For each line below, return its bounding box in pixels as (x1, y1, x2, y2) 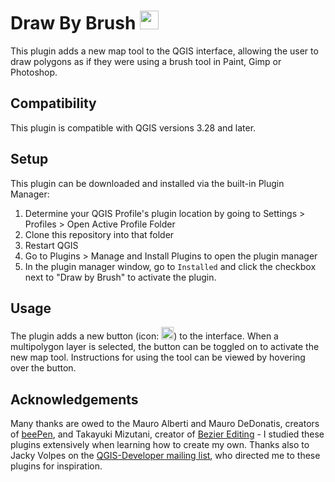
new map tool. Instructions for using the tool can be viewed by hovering (10, 351, 306, 364)
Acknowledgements (10, 391, 139, 408)
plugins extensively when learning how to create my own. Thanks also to (10, 439, 310, 451)
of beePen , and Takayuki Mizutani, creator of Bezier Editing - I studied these (10, 428, 325, 440)
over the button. (10, 362, 77, 374)
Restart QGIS (24, 239, 79, 251)
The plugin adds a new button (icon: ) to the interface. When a (10, 330, 279, 342)
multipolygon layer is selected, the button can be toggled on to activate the (10, 341, 320, 353)
